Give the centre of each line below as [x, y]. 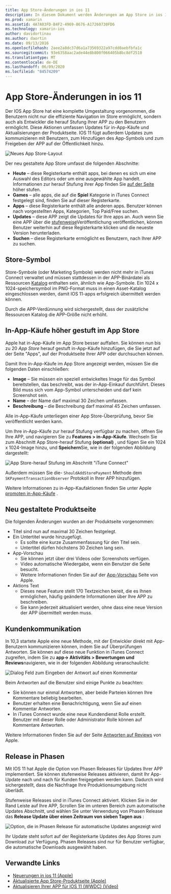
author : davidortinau [28, 34]
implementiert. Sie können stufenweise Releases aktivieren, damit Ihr [78, 774]
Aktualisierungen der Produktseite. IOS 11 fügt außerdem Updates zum [79, 133]
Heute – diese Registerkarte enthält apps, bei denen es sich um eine [84, 173]
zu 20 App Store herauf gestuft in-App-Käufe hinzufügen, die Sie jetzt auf [83, 348]
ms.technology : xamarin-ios [35, 29]
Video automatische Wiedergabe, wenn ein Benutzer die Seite [85, 564]
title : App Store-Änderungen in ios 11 [48, 10]
